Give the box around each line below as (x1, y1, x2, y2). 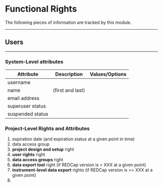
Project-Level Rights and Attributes (5, 125, 90, 132)
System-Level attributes (5, 58, 64, 65)
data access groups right (12, 157, 64, 163)
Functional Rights (5, 3, 77, 15)
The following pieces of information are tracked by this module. (5, 19, 132, 25)
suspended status (7, 111, 49, 118)
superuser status (7, 103, 46, 110)
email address (7, 95, 40, 102)
